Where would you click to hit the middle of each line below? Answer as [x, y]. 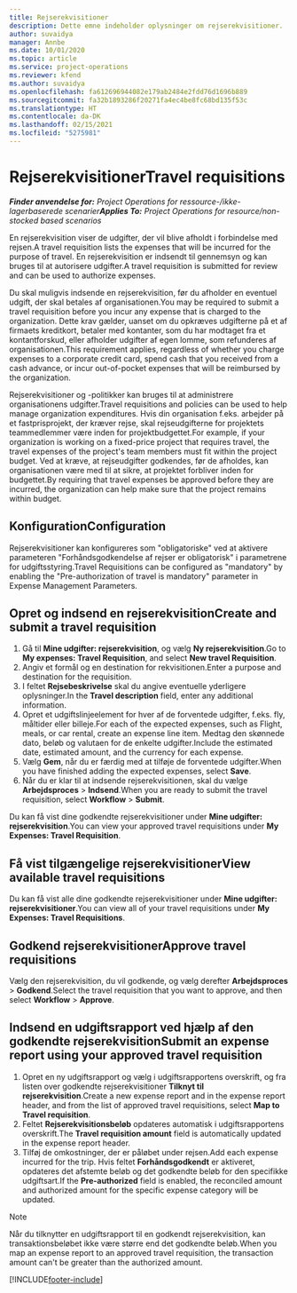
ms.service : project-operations [69, 67]
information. [44, 705]
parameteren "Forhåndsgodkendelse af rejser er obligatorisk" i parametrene [148, 557]
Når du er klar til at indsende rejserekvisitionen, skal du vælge [135, 781]
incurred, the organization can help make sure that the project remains [138, 488]
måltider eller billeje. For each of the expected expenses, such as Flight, [152, 724]
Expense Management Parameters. [73, 585]
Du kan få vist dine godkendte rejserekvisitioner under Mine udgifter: [136, 817]
